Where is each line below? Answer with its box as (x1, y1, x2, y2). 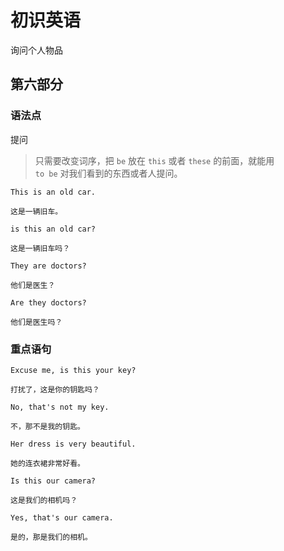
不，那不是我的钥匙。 (10, 421, 85, 431)
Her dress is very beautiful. (10, 439, 137, 449)
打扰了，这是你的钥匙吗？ (10, 384, 100, 395)
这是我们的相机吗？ (10, 495, 78, 505)
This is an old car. (10, 187, 97, 197)
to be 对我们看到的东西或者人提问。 (34, 167, 183, 179)
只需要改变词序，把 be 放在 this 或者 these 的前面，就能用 (34, 154, 275, 166)
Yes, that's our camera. (10, 512, 114, 523)
